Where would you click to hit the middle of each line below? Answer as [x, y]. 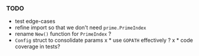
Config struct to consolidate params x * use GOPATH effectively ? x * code [104, 41]
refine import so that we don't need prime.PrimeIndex [80, 27]
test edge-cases [35, 21]
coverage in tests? [38, 46]
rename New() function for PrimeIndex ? [63, 34]
